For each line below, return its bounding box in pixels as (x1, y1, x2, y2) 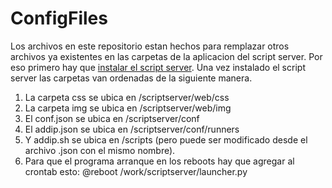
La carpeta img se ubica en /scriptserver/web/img (24, 102, 232, 114)
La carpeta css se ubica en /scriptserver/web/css (24, 91, 230, 103)
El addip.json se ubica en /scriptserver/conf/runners (24, 123, 240, 135)
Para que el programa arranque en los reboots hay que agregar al (24, 155, 295, 167)
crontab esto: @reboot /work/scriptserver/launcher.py (24, 165, 248, 177)
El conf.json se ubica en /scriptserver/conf (24, 112, 200, 124)
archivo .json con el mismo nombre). (24, 144, 176, 156)
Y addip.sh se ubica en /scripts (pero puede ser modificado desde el (24, 133, 308, 146)
